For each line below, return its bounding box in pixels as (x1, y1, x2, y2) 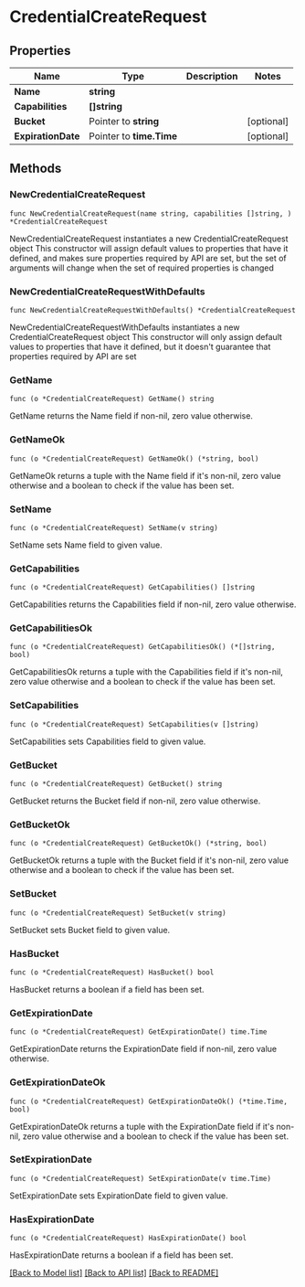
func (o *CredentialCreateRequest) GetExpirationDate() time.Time (9, 1027, 268, 1037)
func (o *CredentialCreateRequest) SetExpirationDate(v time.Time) (9, 1174, 272, 1183)
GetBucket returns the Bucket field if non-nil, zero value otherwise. (9, 795, 261, 806)
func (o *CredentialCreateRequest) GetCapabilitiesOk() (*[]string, (9, 643, 276, 652)
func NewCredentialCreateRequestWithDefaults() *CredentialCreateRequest (9, 305, 297, 314)
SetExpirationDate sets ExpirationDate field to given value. (9, 1190, 228, 1201)
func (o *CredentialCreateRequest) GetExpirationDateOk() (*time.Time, (9, 1097, 288, 1106)
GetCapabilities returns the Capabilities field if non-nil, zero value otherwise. (9, 599, 297, 610)
